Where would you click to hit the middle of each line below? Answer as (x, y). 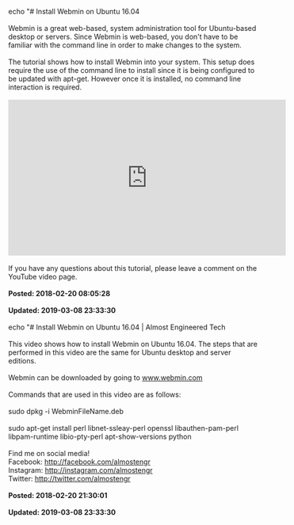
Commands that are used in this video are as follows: (95, 394)
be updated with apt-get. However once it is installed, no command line (125, 79)
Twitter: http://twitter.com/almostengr (69, 479)
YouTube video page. (43, 277)
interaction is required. (45, 87)
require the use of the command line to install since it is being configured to (132, 70)
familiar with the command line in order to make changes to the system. (125, 45)
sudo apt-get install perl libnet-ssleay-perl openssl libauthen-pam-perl (124, 428)
